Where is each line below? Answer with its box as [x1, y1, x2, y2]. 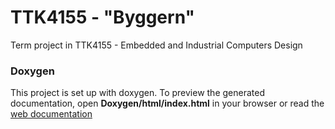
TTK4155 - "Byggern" [10, 6, 195, 29]
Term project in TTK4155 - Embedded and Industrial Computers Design [10, 39, 303, 51]
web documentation [10, 108, 93, 120]
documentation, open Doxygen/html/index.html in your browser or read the [10, 97, 325, 110]
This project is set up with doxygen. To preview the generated [10, 87, 265, 99]
